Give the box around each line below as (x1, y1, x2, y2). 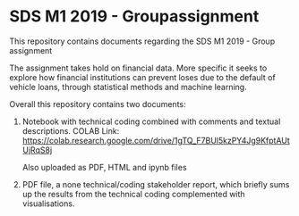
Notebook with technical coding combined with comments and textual (21, 116, 281, 127)
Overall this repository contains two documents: (9, 98, 186, 109)
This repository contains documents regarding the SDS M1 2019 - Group (9, 36, 276, 46)
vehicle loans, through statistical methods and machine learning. (9, 81, 248, 92)
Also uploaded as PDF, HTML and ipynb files (21, 162, 187, 172)
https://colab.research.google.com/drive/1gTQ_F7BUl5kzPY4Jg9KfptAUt (21, 135, 291, 145)
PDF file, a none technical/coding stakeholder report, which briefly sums (21, 179, 290, 189)
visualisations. (21, 198, 75, 209)
